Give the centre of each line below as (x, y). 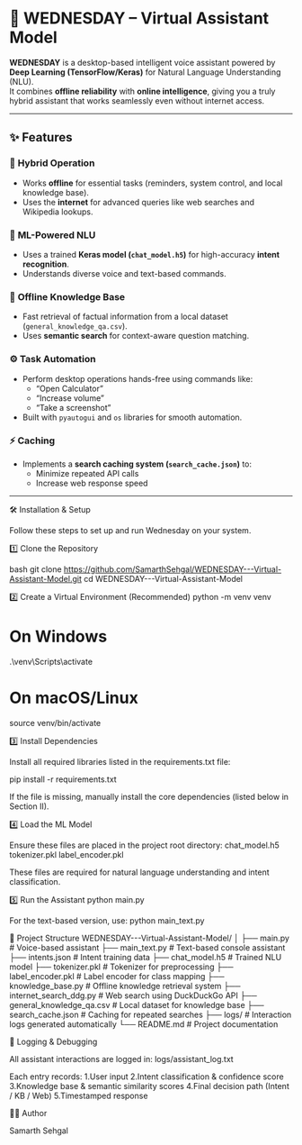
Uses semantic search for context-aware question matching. (136, 336)
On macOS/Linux (74, 698)
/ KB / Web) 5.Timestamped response (79, 1095)
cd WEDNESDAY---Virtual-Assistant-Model (164, 578)
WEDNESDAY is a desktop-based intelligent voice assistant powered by (142, 62)
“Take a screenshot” (73, 407)
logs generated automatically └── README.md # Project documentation (144, 1024)
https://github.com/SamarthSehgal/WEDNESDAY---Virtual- (172, 569)
